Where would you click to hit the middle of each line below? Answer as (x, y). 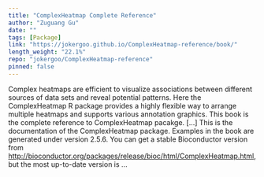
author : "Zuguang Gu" (44, 23)
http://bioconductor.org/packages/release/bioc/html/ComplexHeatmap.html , (132, 156)
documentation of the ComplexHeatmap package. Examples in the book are (131, 131)
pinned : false (32, 67)
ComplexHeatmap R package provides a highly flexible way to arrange (123, 105)
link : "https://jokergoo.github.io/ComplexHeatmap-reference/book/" (123, 45)
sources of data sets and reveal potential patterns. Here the (105, 97)
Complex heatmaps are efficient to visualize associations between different (130, 89)
